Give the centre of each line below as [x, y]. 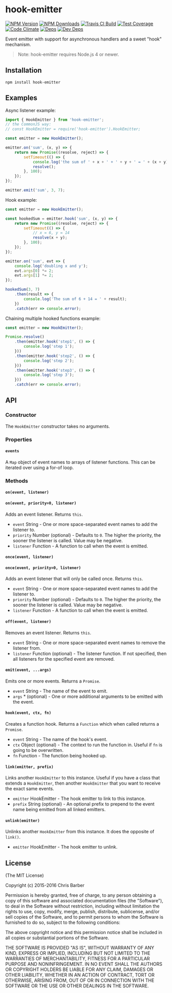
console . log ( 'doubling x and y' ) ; [51, 266]
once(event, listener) [29, 557]
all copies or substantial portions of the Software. [57, 938]
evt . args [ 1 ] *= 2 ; [34, 276]
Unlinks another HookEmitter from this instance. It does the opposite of [80, 832]
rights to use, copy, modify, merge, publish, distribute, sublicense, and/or [82, 912]
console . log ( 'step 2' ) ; [49, 361]
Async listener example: [31, 110]
